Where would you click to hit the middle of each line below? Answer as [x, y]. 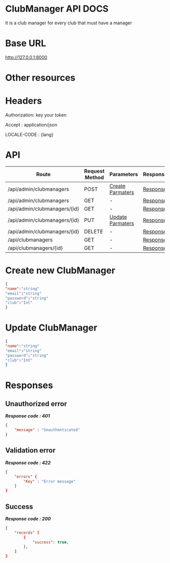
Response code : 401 [28, 416]
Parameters [124, 174]
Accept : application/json [31, 125]
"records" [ [27, 533]
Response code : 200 [28, 518]
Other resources [40, 78]
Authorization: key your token [36, 115]
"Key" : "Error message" [50, 481]
